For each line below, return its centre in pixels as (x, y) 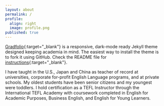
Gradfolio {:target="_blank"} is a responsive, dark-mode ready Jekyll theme (82, 47)
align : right (23, 23)
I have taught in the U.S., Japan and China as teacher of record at (72, 72)
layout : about (20, 10)
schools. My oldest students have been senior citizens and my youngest (79, 82)
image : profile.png (30, 28)
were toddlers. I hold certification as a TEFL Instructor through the (72, 88)
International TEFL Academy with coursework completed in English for (77, 93)
